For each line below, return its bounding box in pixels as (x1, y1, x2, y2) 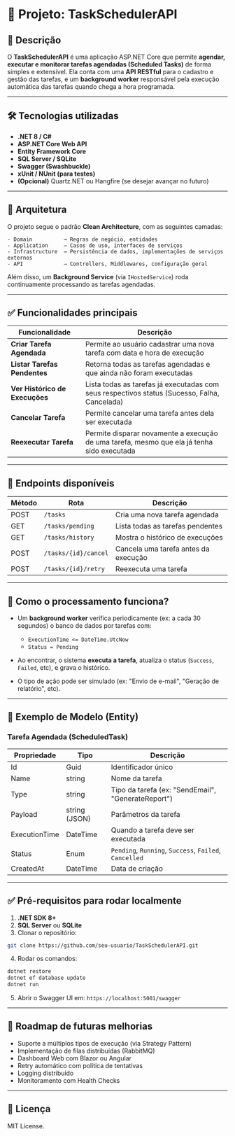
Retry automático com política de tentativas (17, 1061, 143, 1070)
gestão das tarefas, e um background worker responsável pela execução (7, 75, 220, 83)
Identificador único (111, 762, 173, 772)
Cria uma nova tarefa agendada (115, 510, 219, 520)
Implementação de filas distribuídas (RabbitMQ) (17, 1046, 155, 1055)
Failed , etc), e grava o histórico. (17, 664, 111, 672)
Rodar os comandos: (17, 955, 78, 963)
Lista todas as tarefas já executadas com (85, 379, 220, 389)
